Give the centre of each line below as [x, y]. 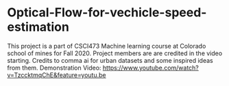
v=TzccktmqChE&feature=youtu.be [57, 75]
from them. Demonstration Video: [54, 68]
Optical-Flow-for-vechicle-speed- [107, 13]
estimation [38, 27]
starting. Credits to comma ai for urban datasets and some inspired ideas [110, 60]
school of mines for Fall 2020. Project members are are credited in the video [115, 53]
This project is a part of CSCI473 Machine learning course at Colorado [107, 46]
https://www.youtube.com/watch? [150, 68]
